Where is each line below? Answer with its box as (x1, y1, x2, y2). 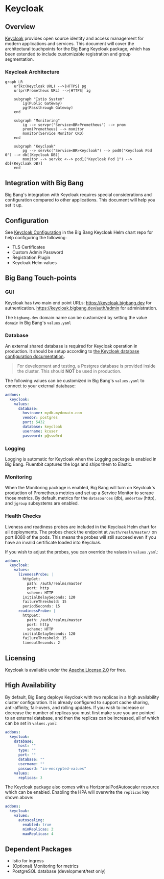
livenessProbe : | (18, 572, 54, 577)
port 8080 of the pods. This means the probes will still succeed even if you (5, 534, 157, 540)
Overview (5, 23, 36, 31)
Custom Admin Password (12, 249, 64, 255)
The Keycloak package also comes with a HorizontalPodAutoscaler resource (5, 784, 160, 790)
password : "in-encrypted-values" (18, 766, 87, 771)
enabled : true (23, 822, 51, 827)
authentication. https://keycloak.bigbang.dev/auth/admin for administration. (5, 305, 158, 311)
